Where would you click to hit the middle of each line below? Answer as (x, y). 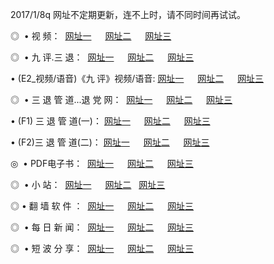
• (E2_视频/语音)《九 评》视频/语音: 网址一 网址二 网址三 (137, 78)
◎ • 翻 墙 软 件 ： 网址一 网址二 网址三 (102, 206)
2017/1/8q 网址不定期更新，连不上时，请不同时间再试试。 (128, 14)
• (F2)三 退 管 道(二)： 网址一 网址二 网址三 (110, 142)
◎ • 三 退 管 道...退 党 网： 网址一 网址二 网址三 (121, 99)
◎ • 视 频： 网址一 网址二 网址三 (91, 36)
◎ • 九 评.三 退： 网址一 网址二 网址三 (102, 57)
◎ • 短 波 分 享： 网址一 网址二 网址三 (102, 248)
